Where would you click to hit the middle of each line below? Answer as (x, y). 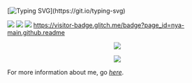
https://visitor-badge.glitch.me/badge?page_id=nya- (109, 25)
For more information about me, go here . (66, 72)
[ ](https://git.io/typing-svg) (66, 11)
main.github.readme (36, 32)
